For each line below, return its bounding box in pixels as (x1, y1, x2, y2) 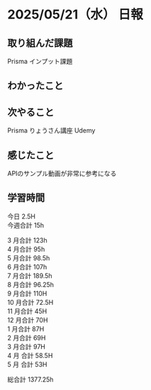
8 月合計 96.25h (7, 280, 55, 289)
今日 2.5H (7, 212, 36, 221)
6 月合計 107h (7, 262, 47, 271)
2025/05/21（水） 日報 (7, 6, 143, 23)
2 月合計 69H (7, 333, 46, 342)
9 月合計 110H (7, 289, 47, 298)
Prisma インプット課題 (7, 57, 73, 65)
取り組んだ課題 (7, 37, 73, 49)
